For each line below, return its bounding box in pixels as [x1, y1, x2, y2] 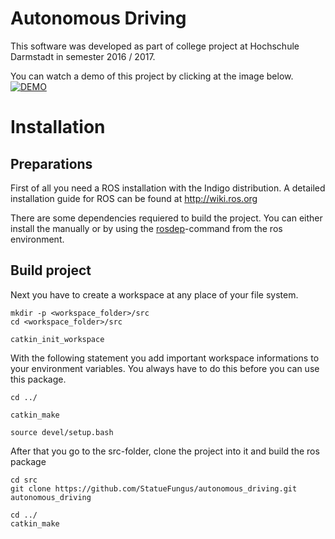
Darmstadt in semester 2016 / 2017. [10, 50, 156, 62]
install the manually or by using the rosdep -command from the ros [10, 222, 283, 234]
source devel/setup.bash [10, 427, 114, 437]
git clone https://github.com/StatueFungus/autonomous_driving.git [10, 483, 298, 494]
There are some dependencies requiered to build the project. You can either [10, 212, 323, 224]
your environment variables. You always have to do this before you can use [10, 362, 320, 374]
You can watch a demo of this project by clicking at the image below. [10, 70, 294, 82]
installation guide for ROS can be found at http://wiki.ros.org [10, 192, 258, 204]
